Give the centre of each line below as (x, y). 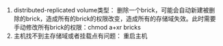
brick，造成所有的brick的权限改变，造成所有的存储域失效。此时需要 (121, 19)
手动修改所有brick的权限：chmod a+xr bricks (77, 27)
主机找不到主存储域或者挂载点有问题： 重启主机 (80, 36)
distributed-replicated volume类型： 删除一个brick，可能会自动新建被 (111, 10)
